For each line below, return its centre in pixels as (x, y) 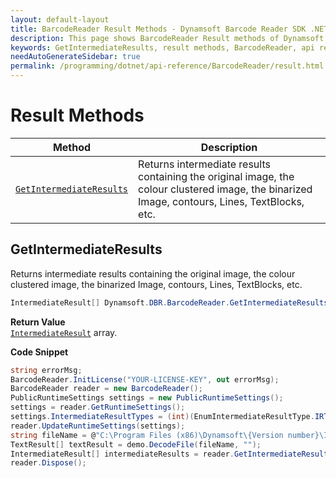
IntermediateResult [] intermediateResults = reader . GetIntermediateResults (171, 454)
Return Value (38, 322)
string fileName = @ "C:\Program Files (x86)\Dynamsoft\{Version (147, 435)
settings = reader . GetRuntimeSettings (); (98, 407)
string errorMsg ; (46, 370)
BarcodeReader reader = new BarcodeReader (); (106, 389)
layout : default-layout (60, 19)
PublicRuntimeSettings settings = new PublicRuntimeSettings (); (147, 398)
